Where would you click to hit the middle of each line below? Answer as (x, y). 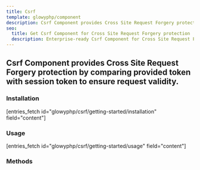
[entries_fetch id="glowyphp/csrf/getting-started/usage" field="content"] (96, 146)
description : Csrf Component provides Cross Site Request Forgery (90, 23)
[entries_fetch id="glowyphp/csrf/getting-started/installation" (82, 111)
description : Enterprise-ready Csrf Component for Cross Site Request (101, 39)
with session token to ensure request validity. (93, 81)
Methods (19, 161)
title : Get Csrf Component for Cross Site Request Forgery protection (101, 34)
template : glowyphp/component (44, 17)
